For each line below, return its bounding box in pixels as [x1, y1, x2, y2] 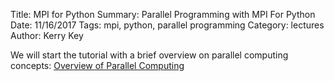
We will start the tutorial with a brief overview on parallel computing [10, 49, 289, 61]
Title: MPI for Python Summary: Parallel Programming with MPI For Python [10, 9, 316, 20]
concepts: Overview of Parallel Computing [10, 60, 185, 71]
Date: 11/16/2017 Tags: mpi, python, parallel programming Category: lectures [10, 19, 325, 31]
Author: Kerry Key [10, 30, 84, 41]
